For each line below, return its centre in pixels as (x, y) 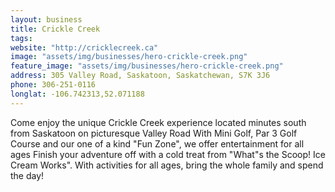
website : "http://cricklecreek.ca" (84, 47)
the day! (27, 175)
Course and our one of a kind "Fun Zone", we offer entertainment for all (157, 143)
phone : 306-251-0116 (53, 85)
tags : (21, 38)
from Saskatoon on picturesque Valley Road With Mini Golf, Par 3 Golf (154, 133)
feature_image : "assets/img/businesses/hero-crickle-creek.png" (147, 66)
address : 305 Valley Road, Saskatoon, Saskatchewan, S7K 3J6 (140, 76)
